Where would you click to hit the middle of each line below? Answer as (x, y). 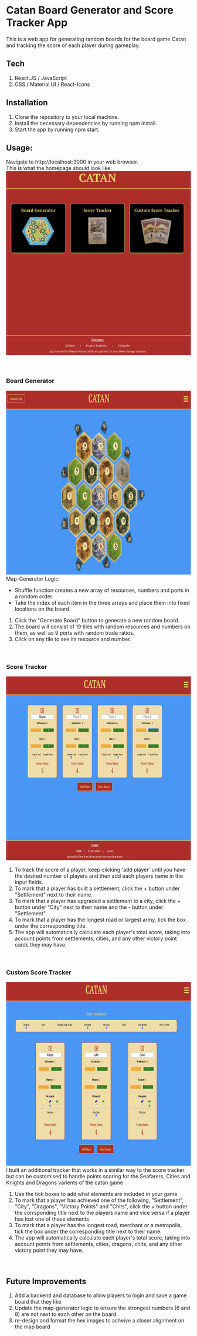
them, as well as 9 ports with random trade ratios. (74, 632)
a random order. (34, 596)
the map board (32, 1327)
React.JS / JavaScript (41, 78)
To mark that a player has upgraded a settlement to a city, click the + (98, 901)
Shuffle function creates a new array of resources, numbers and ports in (102, 590)
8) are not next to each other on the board (65, 1314)
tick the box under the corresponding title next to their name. (88, 1232)
